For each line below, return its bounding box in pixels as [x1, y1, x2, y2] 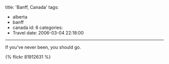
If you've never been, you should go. [5, 44, 81, 50]
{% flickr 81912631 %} [5, 54, 51, 59]
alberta [12, 14, 28, 19]
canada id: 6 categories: [12, 24, 63, 30]
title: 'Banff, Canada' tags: [5, 4, 59, 10]
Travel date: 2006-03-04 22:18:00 [12, 30, 84, 35]
